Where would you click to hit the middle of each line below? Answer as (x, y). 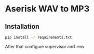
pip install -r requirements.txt (39, 37)
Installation (22, 27)
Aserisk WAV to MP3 (47, 9)
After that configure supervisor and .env (45, 46)
